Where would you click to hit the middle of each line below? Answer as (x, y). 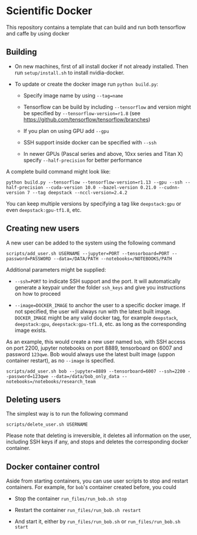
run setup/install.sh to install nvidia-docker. (69, 73)
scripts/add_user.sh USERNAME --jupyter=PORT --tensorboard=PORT (88, 253)
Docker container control (53, 467)
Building (21, 52)
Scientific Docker (49, 11)
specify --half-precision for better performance (83, 160)
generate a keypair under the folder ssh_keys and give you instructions (100, 287)
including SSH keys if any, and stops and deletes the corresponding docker (97, 442)
